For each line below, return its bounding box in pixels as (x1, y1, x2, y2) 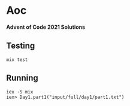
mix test (6, 56, 28, 63)
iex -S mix (6, 89, 34, 95)
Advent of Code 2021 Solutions (6, 23, 86, 31)
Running (6, 73, 39, 83)
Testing (6, 41, 35, 51)
